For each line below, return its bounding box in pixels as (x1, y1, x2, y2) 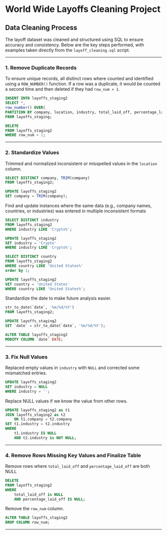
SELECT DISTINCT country (5, 254, 57, 259)
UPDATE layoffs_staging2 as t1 (5, 407, 70, 412)
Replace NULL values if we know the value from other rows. (5, 398, 128, 404)
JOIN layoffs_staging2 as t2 (5, 412, 66, 417)
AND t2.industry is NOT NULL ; (14, 435, 77, 440)
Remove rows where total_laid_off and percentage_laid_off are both (5, 463, 150, 469)
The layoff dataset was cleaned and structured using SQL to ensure (5, 36, 144, 42)
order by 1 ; (5, 268, 30, 273)
